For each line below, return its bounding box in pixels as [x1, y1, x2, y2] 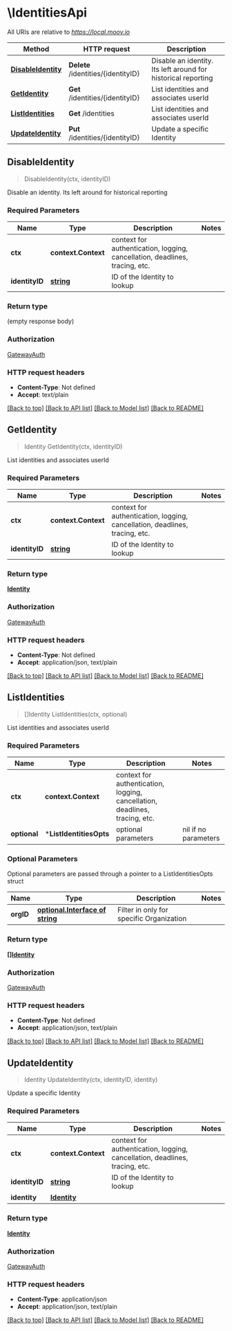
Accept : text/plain [17, 390, 69, 398]
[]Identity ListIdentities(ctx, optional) [23, 710, 128, 718]
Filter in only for [117, 905, 168, 915]
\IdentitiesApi [7, 5, 88, 21]
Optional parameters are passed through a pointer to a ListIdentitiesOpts [7, 870, 213, 878]
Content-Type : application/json [17, 1295, 107, 1303]
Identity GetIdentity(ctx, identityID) [23, 442, 123, 450]
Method [23, 44, 50, 53]
